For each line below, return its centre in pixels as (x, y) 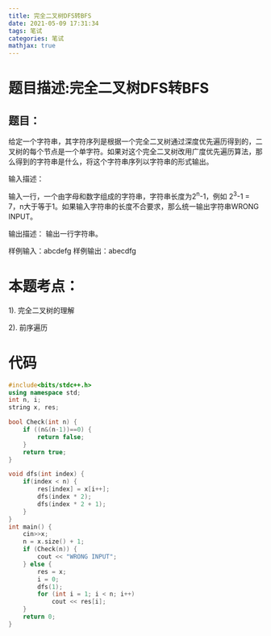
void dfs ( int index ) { (46, 474)
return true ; (45, 452)
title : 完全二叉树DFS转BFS (50, 16)
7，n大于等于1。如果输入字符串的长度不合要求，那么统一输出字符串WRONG (134, 206)
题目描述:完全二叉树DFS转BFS (109, 88)
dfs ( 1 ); (50, 587)
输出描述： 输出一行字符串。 (55, 233)
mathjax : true (32, 46)
